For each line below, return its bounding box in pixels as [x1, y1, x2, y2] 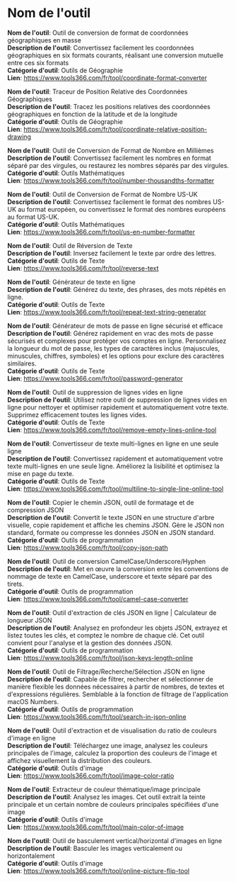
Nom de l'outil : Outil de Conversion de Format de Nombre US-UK [7, 190, 198, 198]
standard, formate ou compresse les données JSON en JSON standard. [7, 528, 216, 536]
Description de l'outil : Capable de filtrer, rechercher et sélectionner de [7, 674, 213, 683]
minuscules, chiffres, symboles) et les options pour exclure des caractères [7, 351, 225, 360]
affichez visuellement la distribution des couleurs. [7, 756, 152, 764]
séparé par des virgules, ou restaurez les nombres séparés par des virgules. [7, 161, 230, 169]
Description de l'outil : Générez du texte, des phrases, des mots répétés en [7, 285, 226, 293]
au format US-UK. [7, 213, 60, 221]
